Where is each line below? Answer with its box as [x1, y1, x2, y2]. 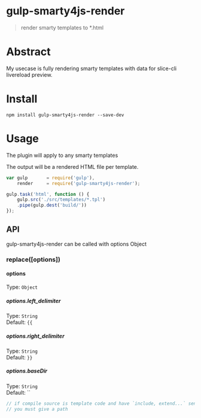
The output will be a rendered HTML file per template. [6, 163, 139, 170]
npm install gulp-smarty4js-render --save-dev [6, 112, 124, 118]
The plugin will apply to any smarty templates [6, 152, 118, 159]
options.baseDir [6, 367, 48, 375]
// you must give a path [6, 406, 68, 412]
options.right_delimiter [6, 332, 65, 340]
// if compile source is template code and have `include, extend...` [6, 400, 186, 407]
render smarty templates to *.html [20, 24, 103, 31]
